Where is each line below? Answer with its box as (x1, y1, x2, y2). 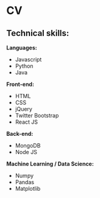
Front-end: (6, 80, 35, 88)
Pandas (15, 179, 35, 186)
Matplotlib (15, 185, 41, 192)
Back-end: (6, 130, 34, 137)
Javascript (15, 56, 42, 63)
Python (15, 62, 34, 69)
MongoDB (15, 142, 41, 149)
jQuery (15, 105, 32, 113)
